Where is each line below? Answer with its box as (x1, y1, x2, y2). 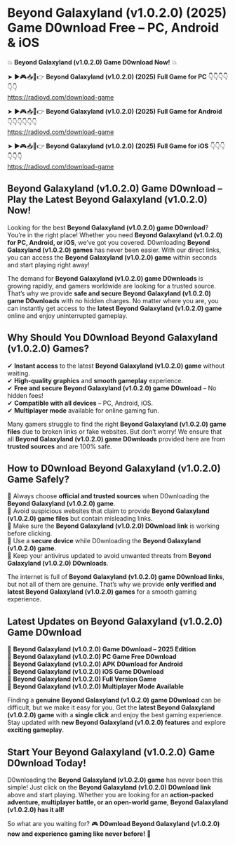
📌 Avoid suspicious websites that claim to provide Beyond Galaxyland (7, 507, 210, 515)
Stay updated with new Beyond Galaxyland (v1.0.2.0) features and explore (7, 718, 226, 727)
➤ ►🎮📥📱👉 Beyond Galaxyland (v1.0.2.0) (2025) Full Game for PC (7, 72, 207, 81)
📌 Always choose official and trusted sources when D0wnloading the (7, 492, 210, 500)
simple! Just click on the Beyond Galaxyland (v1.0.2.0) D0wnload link (7, 783, 212, 791)
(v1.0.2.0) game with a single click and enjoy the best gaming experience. (7, 711, 223, 719)
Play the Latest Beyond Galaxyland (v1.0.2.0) (7, 194, 208, 206)
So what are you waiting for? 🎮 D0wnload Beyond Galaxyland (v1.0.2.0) (7, 820, 220, 827)
